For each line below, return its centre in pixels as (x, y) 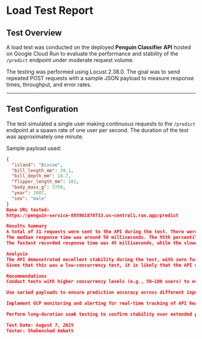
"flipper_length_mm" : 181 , (45, 182)
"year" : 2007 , (29, 193)
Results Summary (26, 226)
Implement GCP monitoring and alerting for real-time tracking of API (96, 303)
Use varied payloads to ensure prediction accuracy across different (95, 293)
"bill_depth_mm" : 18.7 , (41, 176)
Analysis (17, 254)
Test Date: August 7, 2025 (40, 325)
